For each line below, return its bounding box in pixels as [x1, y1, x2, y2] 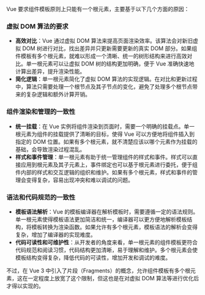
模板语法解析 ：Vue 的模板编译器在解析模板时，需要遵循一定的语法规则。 [15, 207, 199, 215]
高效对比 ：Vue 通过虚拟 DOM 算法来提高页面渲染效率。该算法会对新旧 [15, 37, 193, 45]
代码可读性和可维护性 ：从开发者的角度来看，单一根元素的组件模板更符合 [15, 238, 198, 246]
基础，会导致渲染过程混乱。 [15, 146, 86, 153]
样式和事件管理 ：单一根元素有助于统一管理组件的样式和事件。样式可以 [15, 153, 193, 160]
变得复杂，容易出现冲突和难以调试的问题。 [26, 176, 133, 184]
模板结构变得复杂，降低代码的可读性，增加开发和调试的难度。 [15, 253, 171, 261]
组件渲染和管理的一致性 [6, 108, 75, 116]
